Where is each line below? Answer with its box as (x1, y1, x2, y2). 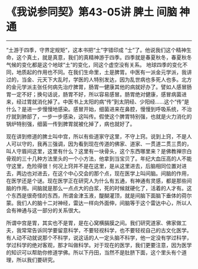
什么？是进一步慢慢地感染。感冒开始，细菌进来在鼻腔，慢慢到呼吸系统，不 (6, 105, 187, 112)
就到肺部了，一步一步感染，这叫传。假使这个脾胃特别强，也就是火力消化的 (11, 113, 192, 120)
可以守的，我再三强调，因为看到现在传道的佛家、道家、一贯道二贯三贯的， (11, 140, 192, 147)
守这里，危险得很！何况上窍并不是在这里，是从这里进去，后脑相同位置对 (6, 162, 181, 169)
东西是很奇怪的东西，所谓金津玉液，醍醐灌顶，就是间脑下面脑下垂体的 (11, 192, 181, 199)
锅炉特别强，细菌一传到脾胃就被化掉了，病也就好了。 (6, 120, 136, 127)
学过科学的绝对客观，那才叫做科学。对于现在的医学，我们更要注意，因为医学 (6, 241, 192, 248)
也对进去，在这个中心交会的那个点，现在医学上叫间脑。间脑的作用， (26, 170, 192, 177)
